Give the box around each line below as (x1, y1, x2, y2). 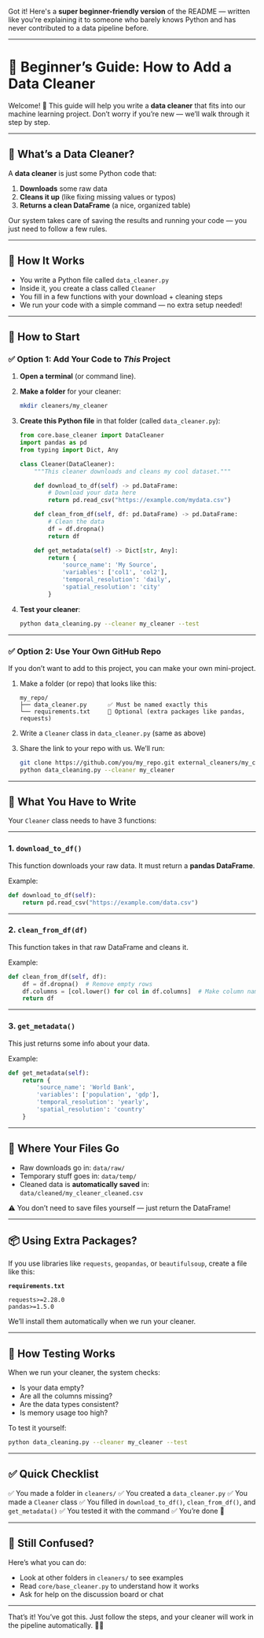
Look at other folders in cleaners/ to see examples (19, 1573, 184, 1582)
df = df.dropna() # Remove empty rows (22, 980, 153, 988)
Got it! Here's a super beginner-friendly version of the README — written (8, 7, 251, 16)
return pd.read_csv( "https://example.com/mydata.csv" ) (48, 497, 232, 504)
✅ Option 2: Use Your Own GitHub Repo (8, 646, 162, 657)
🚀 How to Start (8, 330, 80, 343)
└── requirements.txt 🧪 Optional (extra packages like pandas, (19, 707, 245, 716)
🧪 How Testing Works (8, 1347, 115, 1360)
